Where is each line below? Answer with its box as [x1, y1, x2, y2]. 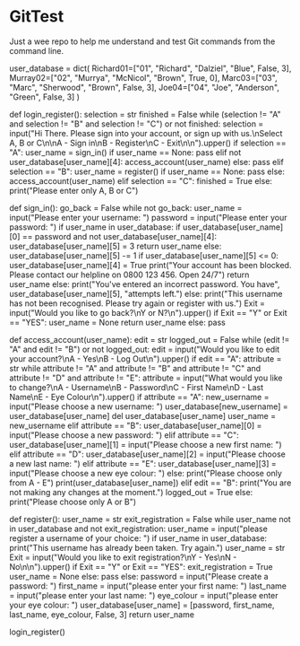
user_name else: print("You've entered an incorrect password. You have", [9, 278, 280, 289]
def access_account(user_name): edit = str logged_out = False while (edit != [9, 334, 290, 345]
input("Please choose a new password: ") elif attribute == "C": [9, 429, 239, 441]
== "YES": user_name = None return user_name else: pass [9, 317, 226, 327]
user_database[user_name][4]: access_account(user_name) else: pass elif [9, 156, 284, 167]
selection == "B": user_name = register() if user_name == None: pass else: [9, 166, 285, 177]
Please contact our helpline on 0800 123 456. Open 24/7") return [9, 269, 250, 280]
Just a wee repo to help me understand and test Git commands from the [9, 36, 276, 47]
